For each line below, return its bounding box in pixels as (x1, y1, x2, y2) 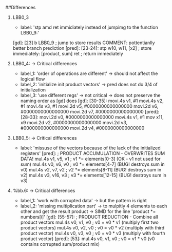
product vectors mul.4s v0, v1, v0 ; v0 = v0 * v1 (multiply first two (20, 219, 159, 225)
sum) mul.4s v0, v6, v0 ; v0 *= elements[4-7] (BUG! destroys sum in (20, 161, 165, 167)
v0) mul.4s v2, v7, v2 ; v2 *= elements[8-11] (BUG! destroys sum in (20, 167, 162, 172)
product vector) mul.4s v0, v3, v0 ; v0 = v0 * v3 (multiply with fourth (20, 230, 165, 236)
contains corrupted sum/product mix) (20, 241, 100, 247)
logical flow (20, 76, 45, 82)
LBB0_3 (12, 14, 29, 20)
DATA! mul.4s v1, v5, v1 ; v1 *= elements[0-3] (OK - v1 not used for (20, 156, 161, 162)
